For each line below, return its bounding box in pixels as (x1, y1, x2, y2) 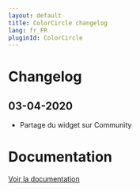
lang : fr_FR (8, 26, 47, 34)
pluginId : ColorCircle (8, 33, 83, 42)
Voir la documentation (8, 174, 81, 184)
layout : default (8, 11, 62, 20)
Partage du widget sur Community (19, 120, 132, 130)
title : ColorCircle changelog (8, 19, 108, 27)
